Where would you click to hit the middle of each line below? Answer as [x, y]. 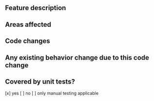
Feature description [36, 8]
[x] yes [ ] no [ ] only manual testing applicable [52, 93]
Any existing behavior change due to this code [77, 58]
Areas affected [28, 25]
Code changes [28, 41]
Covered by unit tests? [40, 81]
